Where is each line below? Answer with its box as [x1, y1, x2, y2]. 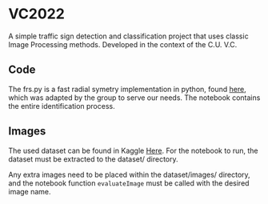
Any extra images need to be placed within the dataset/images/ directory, [8, 170, 250, 179]
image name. [8, 186, 51, 196]
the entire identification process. [8, 101, 115, 110]
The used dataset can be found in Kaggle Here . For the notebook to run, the [8, 146, 258, 155]
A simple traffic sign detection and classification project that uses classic [8, 31, 250, 41]
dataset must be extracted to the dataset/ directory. [8, 154, 178, 164]
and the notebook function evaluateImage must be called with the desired [8, 178, 250, 188]
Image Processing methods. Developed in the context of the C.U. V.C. [8, 39, 238, 49]
